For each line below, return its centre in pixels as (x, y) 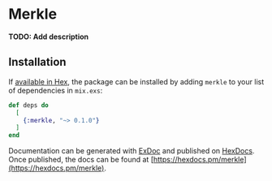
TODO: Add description (49, 37)
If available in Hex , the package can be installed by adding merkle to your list (136, 81)
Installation (37, 62)
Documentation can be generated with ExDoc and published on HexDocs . (132, 151)
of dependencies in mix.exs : (56, 90)
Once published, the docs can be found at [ (81, 160)
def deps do (28, 105)
